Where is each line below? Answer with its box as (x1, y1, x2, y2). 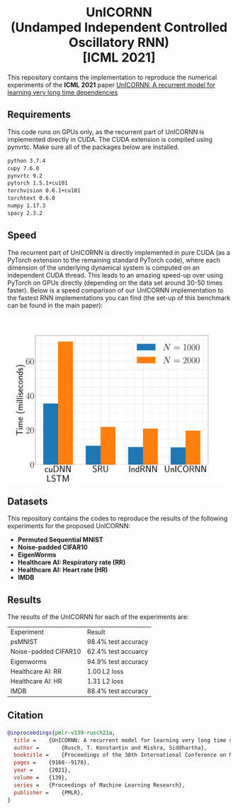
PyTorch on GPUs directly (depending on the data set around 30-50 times (7, 278, 223, 287)
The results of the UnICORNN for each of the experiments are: (7, 613, 189, 621)
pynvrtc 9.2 (7, 172, 42, 180)
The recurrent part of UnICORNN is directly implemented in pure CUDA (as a (7, 248, 230, 256)
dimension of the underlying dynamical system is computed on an (7, 263, 200, 272)
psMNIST (10, 637, 38, 646)
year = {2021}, (13, 767, 72, 774)
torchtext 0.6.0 (7, 195, 55, 202)
